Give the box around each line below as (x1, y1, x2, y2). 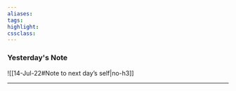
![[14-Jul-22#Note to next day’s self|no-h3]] (7, 69, 135, 77)
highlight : (7, 23, 39, 30)
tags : (7, 17, 23, 24)
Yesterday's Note (7, 53, 68, 63)
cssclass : (7, 29, 37, 37)
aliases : (7, 10, 33, 17)
